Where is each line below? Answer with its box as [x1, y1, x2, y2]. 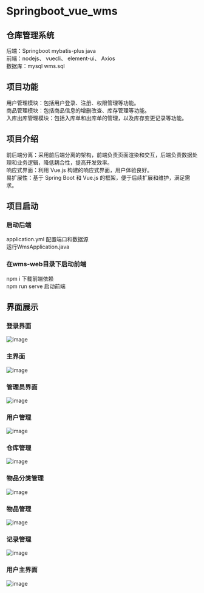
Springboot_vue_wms [6, 4, 118, 18]
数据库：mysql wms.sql [6, 63, 65, 69]
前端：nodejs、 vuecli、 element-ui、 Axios [6, 55, 115, 62]
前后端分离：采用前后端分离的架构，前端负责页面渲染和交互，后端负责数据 [6, 151, 192, 159]
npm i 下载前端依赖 [6, 275, 54, 282]
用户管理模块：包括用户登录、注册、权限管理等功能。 [6, 99, 140, 106]
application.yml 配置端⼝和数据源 [6, 236, 89, 243]
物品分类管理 [6, 474, 44, 482]
